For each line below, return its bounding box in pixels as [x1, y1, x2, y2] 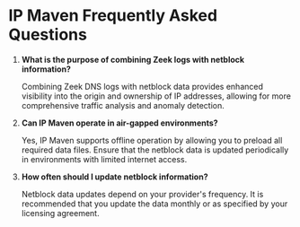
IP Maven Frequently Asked [8, 5, 217, 26]
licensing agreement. [21, 207, 100, 218]
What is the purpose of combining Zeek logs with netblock [21, 54, 244, 65]
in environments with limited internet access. [21, 153, 188, 164]
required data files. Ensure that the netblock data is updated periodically [21, 144, 289, 155]
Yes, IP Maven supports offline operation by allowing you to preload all [21, 135, 283, 145]
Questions [8, 24, 87, 45]
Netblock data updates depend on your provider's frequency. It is [21, 188, 264, 199]
